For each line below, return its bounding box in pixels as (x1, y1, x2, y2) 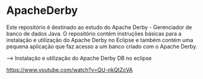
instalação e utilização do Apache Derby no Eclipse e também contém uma (6, 36, 194, 43)
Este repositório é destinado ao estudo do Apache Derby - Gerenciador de (6, 24, 192, 31)
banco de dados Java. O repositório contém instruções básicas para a (6, 30, 182, 37)
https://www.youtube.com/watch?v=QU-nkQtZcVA (6, 66, 133, 73)
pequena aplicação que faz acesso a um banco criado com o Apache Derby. (6, 43, 198, 50)
